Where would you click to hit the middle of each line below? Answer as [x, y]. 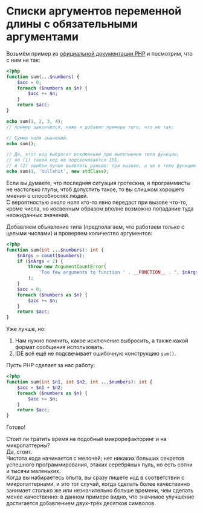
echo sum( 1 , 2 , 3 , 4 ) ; [35, 121]
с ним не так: [23, 60]
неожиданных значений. [38, 215]
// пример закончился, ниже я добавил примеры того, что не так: [90, 127]
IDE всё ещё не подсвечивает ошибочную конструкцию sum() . [95, 354]
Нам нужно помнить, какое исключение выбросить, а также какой [101, 341]
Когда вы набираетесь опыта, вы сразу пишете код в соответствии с [95, 478]
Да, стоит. [19, 452]
